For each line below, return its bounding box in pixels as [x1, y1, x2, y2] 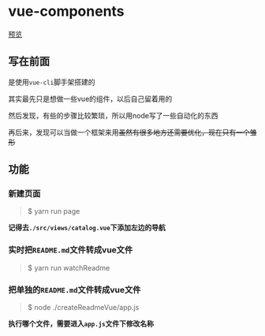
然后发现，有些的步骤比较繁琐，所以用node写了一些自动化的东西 [8, 110, 218, 120]
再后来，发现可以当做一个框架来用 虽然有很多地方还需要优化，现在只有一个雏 [8, 127, 257, 136]
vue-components [8, 2, 125, 21]
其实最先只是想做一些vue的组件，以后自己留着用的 [8, 94, 173, 103]
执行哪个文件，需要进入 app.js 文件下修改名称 [8, 319, 154, 329]
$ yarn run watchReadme [27, 263, 110, 272]
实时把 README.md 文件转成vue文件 [8, 245, 133, 256]
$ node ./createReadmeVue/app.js [27, 303, 140, 312]
